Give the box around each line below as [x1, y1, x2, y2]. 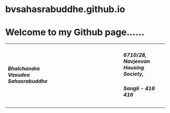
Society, [123, 70, 144, 77]
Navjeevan [123, 58, 150, 65]
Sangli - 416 [123, 85, 155, 92]
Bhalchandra [8, 65, 40, 72]
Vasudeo [8, 71, 30, 78]
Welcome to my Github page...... [5, 27, 145, 38]
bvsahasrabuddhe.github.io [5, 4, 125, 15]
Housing [123, 64, 144, 71]
